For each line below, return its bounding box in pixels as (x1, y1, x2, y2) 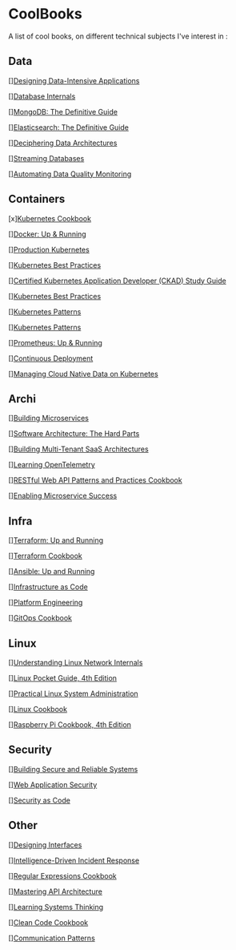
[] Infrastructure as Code (8, 582, 88, 592)
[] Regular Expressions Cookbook (8, 871, 118, 880)
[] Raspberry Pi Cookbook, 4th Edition (8, 720, 132, 730)
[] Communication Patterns (8, 933, 96, 943)
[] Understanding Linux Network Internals (8, 658, 143, 667)
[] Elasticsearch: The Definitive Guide (8, 122, 130, 132)
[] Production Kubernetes (8, 245, 90, 254)
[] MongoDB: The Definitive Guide (8, 107, 118, 116)
